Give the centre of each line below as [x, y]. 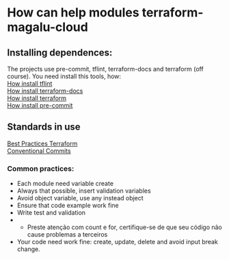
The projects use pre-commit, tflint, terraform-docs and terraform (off [105, 69]
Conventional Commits [39, 151]
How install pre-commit [40, 105]
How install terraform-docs [45, 91]
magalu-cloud [48, 27]
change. [28, 249]
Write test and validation [51, 213]
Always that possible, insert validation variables [84, 191]
